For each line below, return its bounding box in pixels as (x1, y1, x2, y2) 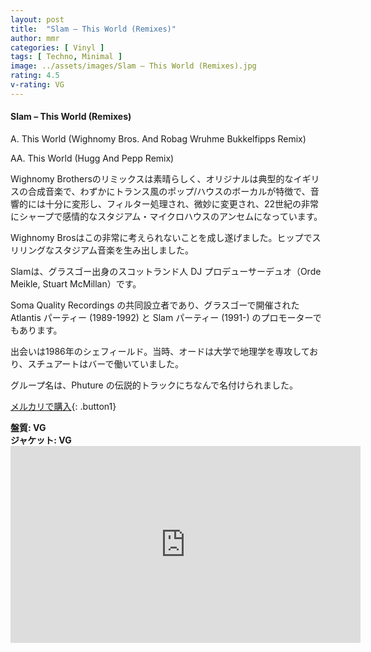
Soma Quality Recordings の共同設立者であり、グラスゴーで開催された (10, 299, 300, 311)
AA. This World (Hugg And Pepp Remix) (10, 152, 175, 164)
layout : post (10, 14, 65, 25)
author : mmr (10, 33, 60, 43)
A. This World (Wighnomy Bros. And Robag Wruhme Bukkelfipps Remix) (10, 132, 307, 145)
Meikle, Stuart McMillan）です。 (10, 277, 142, 290)
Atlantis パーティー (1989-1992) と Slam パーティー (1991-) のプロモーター (10, 311, 313, 323)
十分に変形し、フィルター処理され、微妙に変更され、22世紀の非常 (44, 197, 320, 210)
